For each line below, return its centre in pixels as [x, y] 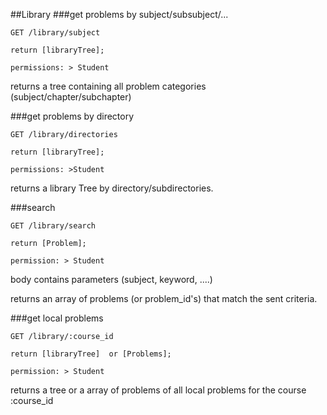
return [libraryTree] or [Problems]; [91, 354]
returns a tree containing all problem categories [108, 86]
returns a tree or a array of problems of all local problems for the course [158, 390]
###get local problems [57, 318]
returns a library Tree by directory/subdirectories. [112, 188]
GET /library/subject [55, 33]
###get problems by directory [72, 116]
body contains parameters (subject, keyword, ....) [111, 279]
